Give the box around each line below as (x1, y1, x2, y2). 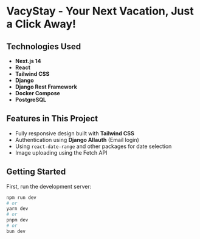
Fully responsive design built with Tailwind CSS (15, 129, 135, 137)
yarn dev (6, 206, 29, 212)
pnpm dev (6, 217, 29, 223)
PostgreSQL (15, 96, 47, 103)
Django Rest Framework (15, 83, 77, 90)
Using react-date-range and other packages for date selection (15, 143, 172, 150)
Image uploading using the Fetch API (15, 149, 108, 156)
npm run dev (6, 194, 36, 201)
